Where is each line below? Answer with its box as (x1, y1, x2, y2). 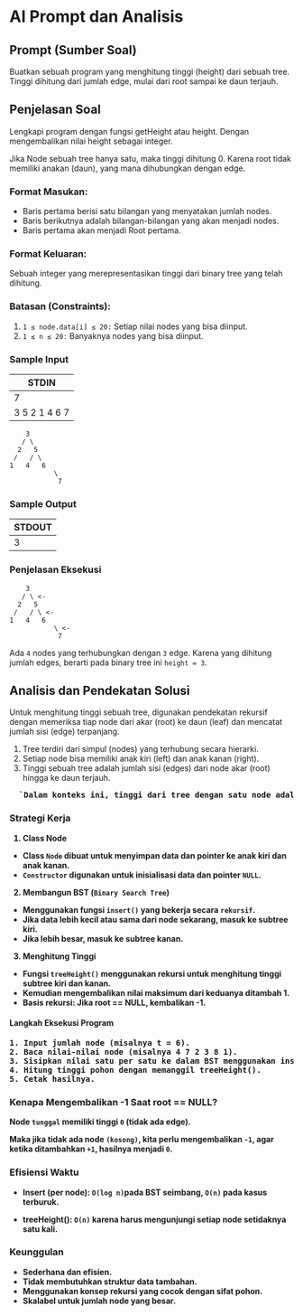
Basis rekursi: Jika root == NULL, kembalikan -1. (22, 997, 207, 1008)
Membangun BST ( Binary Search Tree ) (22, 887, 170, 897)
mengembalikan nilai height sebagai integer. (9, 136, 173, 146)
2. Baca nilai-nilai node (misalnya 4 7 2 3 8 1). (9, 1047, 238, 1057)
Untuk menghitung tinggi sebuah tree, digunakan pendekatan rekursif (9, 707, 269, 718)
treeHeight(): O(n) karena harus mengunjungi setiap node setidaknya (22, 1214, 287, 1225)
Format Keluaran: (9, 248, 87, 260)
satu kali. (22, 1223, 59, 1235)
